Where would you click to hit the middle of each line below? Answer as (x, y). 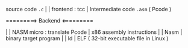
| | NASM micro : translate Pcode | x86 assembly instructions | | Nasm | (94, 32)
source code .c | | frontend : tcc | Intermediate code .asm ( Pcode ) (89, 9)
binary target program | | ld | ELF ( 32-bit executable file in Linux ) (87, 38)
